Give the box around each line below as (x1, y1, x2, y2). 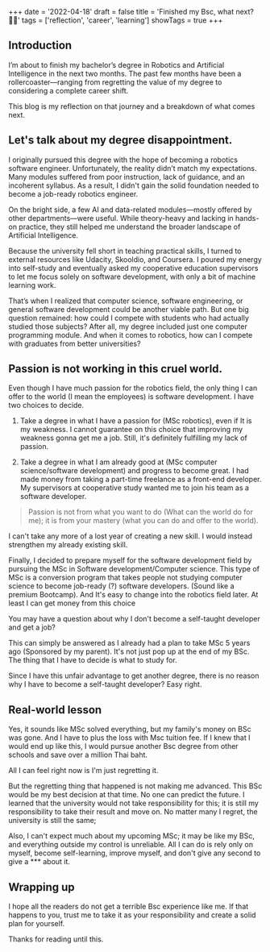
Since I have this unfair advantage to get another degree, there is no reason (8, 671, 260, 680)
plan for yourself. (8, 919, 65, 929)
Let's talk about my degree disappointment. (8, 133, 233, 148)
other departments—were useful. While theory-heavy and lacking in (8, 213, 234, 222)
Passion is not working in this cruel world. (8, 362, 223, 376)
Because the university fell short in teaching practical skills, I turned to (8, 246, 242, 256)
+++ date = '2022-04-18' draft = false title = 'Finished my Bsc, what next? (8, 7, 254, 16)
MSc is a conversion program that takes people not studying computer (8, 572, 243, 583)
